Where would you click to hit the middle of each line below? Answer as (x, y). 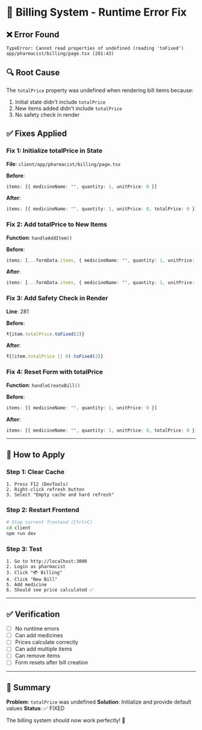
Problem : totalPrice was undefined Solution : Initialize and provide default (99, 702)
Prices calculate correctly (47, 642)
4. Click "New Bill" (32, 580)
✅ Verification (33, 614)
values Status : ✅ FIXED (35, 708)
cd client (19, 528)
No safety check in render (47, 114)
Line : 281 (17, 311)
